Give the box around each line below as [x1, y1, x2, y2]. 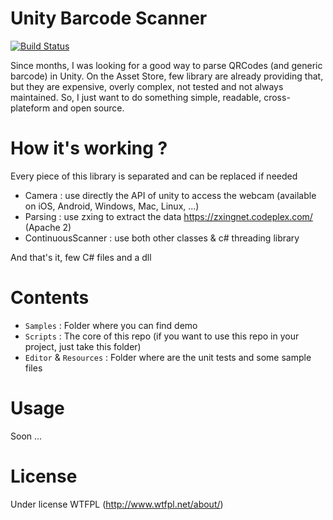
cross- [263, 91, 291, 103]
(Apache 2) [24, 221, 72, 233]
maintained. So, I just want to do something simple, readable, [10, 91, 262, 103]
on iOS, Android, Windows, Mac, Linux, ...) [24, 200, 200, 212]
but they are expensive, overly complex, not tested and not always [10, 80, 284, 92]
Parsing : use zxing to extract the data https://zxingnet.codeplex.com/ [24, 210, 313, 222]
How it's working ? [10, 137, 168, 160]
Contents [10, 287, 90, 309]
